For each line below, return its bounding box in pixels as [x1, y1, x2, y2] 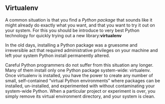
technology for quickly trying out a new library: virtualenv [5, 32, 122, 38]
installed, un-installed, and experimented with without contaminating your [5, 83, 155, 89]
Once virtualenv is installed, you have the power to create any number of [5, 72, 153, 78]
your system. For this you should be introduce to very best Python [5, 27, 140, 33]
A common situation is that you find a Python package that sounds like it [5, 17, 153, 23]
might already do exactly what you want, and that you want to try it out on [5, 22, 156, 28]
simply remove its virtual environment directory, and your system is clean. [5, 93, 156, 99]
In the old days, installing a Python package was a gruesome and [5, 42, 137, 48]
